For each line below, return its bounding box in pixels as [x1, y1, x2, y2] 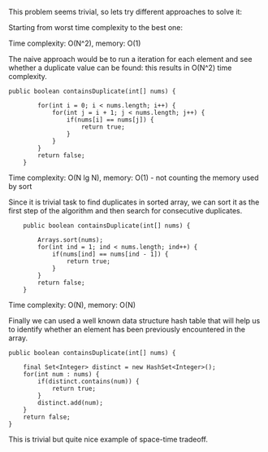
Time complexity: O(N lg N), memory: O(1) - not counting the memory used [8, 173, 259, 182]
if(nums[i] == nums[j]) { [66, 116, 154, 124]
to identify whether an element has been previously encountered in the [8, 325, 246, 334]
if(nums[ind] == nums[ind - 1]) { [51, 250, 169, 258]
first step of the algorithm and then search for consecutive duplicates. [8, 206, 243, 215]
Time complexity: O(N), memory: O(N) [8, 301, 136, 309]
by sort [8, 182, 32, 191]
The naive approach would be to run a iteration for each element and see [8, 55, 253, 64]
